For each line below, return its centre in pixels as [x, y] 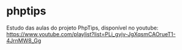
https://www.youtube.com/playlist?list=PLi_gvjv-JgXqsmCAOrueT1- [91, 34]
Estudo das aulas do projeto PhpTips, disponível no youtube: [82, 28]
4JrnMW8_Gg [24, 40]
